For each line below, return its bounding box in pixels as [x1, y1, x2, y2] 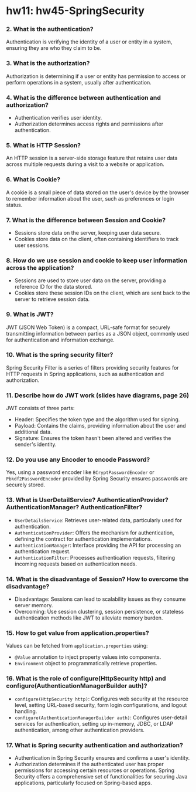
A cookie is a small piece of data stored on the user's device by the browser [6, 189, 189, 196]
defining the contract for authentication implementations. [14, 535, 152, 542]
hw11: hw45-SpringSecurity [6, 4, 145, 18]
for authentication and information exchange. [6, 336, 115, 343]
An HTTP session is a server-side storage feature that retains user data [6, 154, 178, 162]
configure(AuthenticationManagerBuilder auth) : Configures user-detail [14, 714, 187, 721]
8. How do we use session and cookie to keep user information [6, 256, 188, 265]
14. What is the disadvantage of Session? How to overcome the [6, 575, 189, 583]
